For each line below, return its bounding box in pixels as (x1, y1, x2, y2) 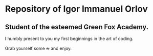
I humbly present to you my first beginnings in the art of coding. (5, 36, 133, 41)
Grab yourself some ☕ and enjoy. (5, 45, 72, 51)
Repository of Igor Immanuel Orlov (5, 3, 148, 15)
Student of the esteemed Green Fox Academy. (5, 23, 149, 31)
